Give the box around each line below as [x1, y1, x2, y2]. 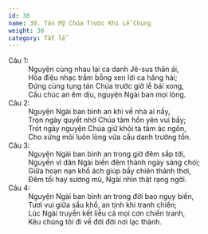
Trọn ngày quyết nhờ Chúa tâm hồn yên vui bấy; [28, 115, 186, 125]
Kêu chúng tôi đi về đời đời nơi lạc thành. [28, 217, 162, 227]
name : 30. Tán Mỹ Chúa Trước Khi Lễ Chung [8, 19, 151, 27]
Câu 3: [8, 141, 30, 150]
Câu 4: [8, 183, 30, 192]
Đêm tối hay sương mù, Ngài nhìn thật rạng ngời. [28, 175, 187, 184]
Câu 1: [8, 56, 29, 65]
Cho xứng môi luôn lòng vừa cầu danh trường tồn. [28, 133, 191, 142]
